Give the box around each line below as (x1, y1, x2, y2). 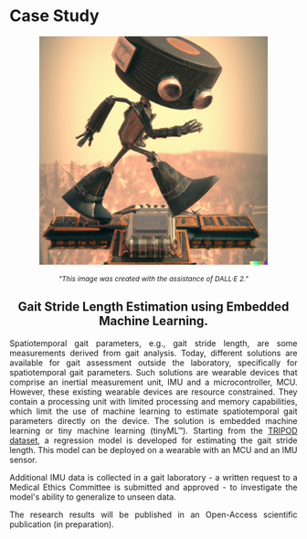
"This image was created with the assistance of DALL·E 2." (58, 273, 249, 283)
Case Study (9, 5, 100, 26)
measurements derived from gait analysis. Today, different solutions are (9, 347, 298, 358)
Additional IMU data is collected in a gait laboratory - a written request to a (9, 471, 298, 482)
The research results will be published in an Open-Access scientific (9, 509, 298, 520)
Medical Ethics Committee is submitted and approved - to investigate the (9, 481, 298, 492)
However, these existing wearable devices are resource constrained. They (9, 386, 298, 397)
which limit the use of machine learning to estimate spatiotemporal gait (9, 406, 298, 417)
